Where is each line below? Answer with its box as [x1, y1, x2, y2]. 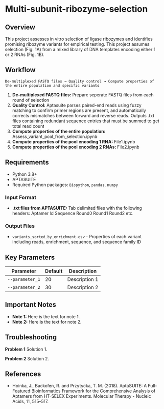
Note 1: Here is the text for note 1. [12, 313, 80, 320]
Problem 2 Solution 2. [5, 355, 49, 361]
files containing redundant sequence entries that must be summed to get [12, 118, 160, 124]
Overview [5, 23, 36, 31]
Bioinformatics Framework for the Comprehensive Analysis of [31, 388, 156, 394]
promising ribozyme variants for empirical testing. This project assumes [5, 41, 150, 47]
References [5, 370, 41, 379]
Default [45, 268, 63, 274]
